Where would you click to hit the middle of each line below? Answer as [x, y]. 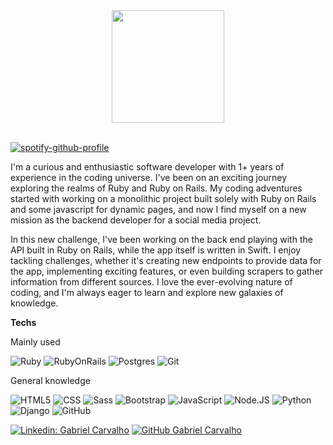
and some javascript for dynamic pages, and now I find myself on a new [158, 209]
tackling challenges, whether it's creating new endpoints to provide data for [166, 260]
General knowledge [50, 380]
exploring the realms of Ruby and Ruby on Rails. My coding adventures [156, 188]
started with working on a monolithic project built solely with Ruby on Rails [163, 198]
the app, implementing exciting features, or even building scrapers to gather [167, 271]
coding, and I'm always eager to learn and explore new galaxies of [147, 292]
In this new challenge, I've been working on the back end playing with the [161, 239]
